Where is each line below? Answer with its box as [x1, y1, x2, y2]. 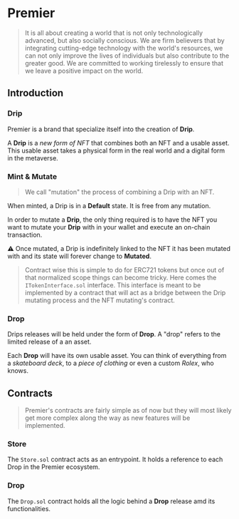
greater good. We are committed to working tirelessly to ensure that [24, 58, 224, 67]
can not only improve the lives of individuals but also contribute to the [24, 51, 230, 60]
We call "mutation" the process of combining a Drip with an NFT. [24, 187, 215, 196]
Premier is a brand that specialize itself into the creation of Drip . [7, 125, 195, 133]
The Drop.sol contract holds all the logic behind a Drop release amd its [7, 497, 216, 505]
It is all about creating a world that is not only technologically [24, 29, 203, 37]
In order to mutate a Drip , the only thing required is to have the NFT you [7, 215, 218, 224]
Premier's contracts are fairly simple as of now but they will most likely [24, 406, 232, 415]
